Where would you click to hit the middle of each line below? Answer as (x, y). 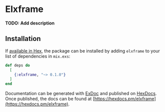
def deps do (17, 65)
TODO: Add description (30, 23)
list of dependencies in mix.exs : (38, 56)
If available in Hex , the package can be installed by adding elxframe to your (82, 50)
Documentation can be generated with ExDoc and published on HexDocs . (81, 93)
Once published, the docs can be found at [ (50, 99)
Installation (23, 39)
